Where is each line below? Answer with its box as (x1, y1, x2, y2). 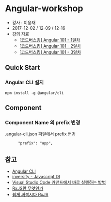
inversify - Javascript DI (12, 174, 60, 180)
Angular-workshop (5, 3, 83, 14)
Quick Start (5, 64, 40, 72)
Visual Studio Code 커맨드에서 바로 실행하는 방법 (12, 180, 106, 185)
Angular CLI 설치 (5, 79, 44, 86)
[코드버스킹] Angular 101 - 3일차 (19, 49, 81, 55)
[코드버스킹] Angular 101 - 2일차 (19, 43, 81, 49)
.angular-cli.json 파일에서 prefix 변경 (5, 131, 76, 137)
